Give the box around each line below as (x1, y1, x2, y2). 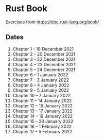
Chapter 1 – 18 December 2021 (12, 46, 74, 52)
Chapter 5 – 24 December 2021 (12, 67, 76, 72)
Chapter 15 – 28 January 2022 (12, 118, 73, 124)
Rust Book (5, 3, 48, 14)
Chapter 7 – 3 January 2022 (12, 77, 69, 83)
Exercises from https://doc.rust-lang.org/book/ (5, 19, 99, 25)
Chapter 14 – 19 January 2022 (12, 113, 73, 119)
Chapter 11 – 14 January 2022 (12, 98, 72, 104)
